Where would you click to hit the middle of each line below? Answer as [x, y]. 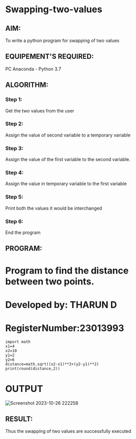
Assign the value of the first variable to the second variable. [68, 159]
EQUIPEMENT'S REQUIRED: [50, 56]
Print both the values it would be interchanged [54, 208]
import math [18, 342]
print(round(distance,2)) [33, 368]
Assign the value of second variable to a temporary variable [68, 135]
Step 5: [15, 197]
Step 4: [15, 173]
